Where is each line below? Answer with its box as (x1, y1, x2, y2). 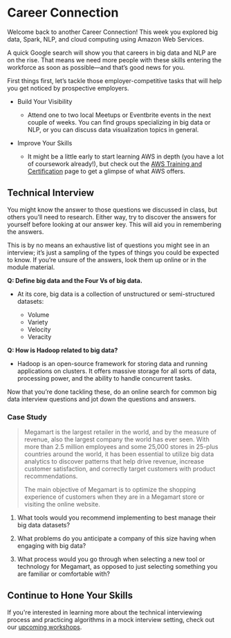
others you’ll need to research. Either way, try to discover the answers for (7, 212, 216, 221)
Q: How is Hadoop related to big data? (7, 346, 118, 354)
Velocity (27, 325, 51, 334)
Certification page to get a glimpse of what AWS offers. (27, 167, 185, 175)
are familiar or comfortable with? (17, 569, 111, 578)
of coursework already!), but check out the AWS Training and (27, 159, 203, 167)
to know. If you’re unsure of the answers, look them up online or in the (7, 255, 207, 264)
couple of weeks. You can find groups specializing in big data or (27, 118, 211, 126)
